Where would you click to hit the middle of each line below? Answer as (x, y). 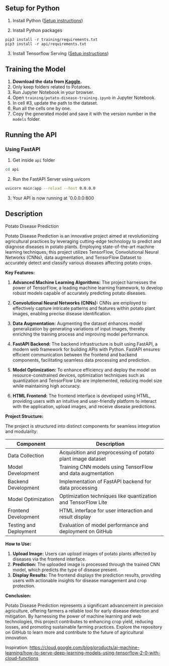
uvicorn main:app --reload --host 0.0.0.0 (50, 188)
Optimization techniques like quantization (108, 496)
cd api (12, 170)
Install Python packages (37, 30)
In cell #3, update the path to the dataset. (55, 103)
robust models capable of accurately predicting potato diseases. (79, 293)
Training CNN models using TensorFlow (106, 467)
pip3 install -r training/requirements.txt (52, 39)
